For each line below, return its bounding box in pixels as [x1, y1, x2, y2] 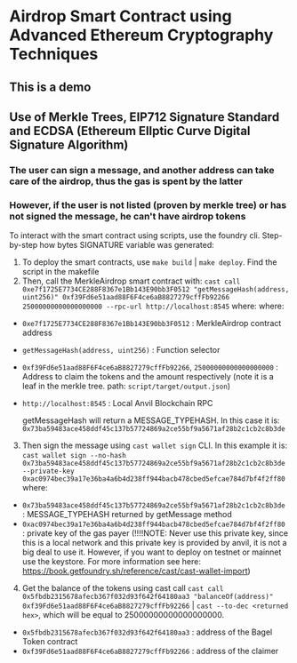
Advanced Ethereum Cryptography [9, 25, 274, 45]
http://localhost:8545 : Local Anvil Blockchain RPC [21, 398, 213, 409]
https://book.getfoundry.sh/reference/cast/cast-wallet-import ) [21, 566, 251, 577]
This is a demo [9, 79, 92, 94]
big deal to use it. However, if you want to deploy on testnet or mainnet [21, 547, 282, 557]
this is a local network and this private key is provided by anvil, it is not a [21, 538, 287, 548]
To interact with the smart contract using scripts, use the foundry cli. [9, 230, 261, 241]
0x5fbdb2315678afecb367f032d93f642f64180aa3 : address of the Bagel [21, 627, 273, 637]
